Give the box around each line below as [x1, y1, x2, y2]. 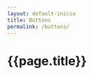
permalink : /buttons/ [7, 23, 70, 30]
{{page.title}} [7, 53, 87, 69]
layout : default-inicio [7, 10, 76, 17]
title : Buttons [7, 17, 51, 24]
